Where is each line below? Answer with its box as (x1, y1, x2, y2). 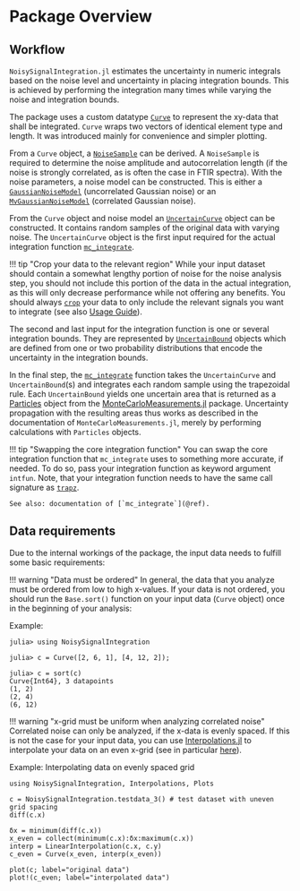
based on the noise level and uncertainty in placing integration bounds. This (9, 75, 289, 86)
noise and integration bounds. (9, 94, 120, 105)
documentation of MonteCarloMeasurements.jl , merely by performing (9, 417, 261, 427)
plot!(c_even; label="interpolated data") (9, 873, 170, 882)
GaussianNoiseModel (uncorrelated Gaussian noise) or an (9, 186, 217, 196)
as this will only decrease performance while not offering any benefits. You (9, 287, 286, 297)
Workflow (9, 42, 65, 57)
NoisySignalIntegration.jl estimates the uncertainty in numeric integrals (9, 65, 281, 76)
